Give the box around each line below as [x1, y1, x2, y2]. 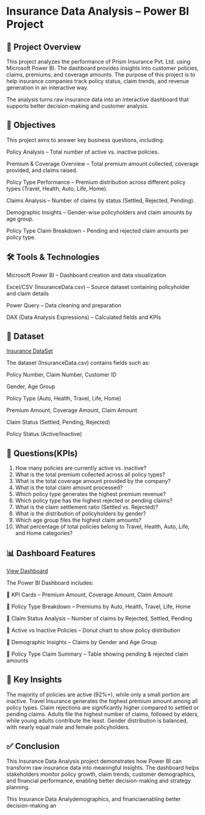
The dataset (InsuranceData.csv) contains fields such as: [6, 359, 150, 367]
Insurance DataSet [6, 347, 53, 355]
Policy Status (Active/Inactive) [6, 430, 83, 438]
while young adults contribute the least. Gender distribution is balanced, [6, 716, 188, 724]
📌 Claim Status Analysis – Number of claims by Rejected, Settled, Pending [6, 615, 193, 622]
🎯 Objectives [6, 120, 56, 130]
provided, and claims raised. [6, 167, 78, 174]
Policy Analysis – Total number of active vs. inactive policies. [6, 148, 159, 156]
